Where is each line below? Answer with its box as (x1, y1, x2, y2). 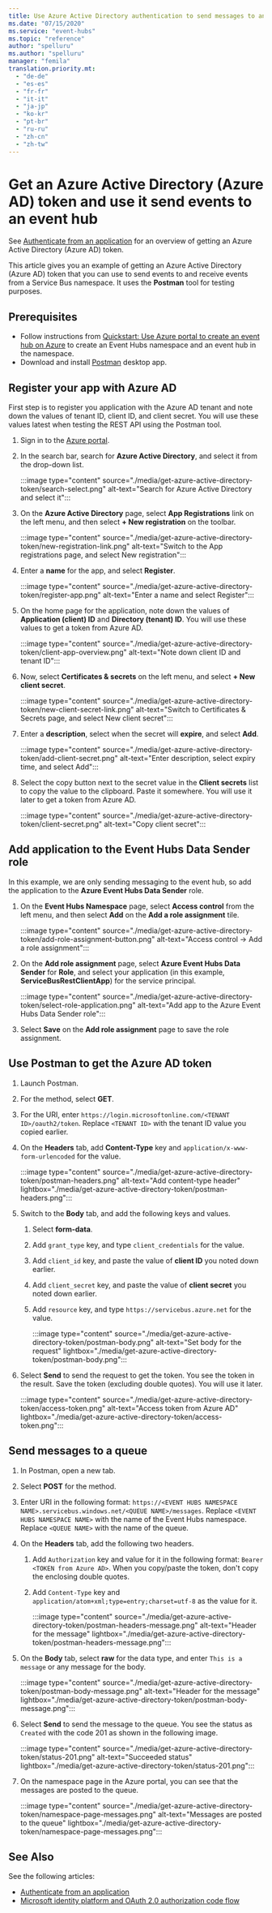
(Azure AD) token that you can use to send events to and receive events (8, 269, 249, 279)
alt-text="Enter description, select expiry (120, 754, 256, 763)
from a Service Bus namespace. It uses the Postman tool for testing (8, 277, 235, 288)
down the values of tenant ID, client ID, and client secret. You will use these (8, 411, 259, 421)
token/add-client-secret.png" (19, 754, 119, 763)
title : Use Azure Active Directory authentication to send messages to (8, 11, 255, 20)
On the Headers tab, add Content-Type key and (19, 1142, 182, 1152)
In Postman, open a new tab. (19, 1465, 116, 1475)
